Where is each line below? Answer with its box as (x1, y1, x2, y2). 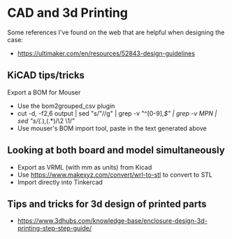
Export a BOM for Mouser (7, 88, 81, 96)
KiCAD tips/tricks (7, 69, 85, 81)
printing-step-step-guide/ (17, 224, 92, 233)
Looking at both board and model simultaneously (7, 144, 225, 156)
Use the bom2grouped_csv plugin (17, 102, 115, 110)
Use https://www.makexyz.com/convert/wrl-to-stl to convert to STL (17, 170, 213, 179)
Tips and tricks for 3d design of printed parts (7, 198, 208, 210)
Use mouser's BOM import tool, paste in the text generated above (17, 124, 208, 132)
